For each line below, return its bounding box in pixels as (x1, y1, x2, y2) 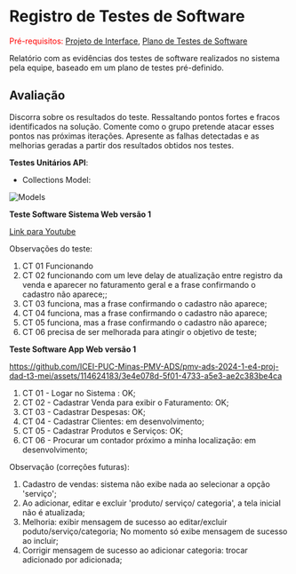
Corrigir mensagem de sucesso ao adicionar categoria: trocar (21, 545, 249, 555)
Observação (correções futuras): (9, 461, 131, 472)
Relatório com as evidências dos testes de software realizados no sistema (9, 52, 280, 63)
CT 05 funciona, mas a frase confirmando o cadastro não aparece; (21, 317, 268, 328)
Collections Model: (21, 174, 92, 185)
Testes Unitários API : (9, 157, 89, 168)
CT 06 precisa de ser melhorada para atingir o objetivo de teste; (21, 326, 258, 337)
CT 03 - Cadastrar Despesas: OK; (21, 406, 146, 417)
